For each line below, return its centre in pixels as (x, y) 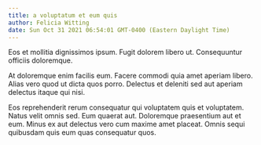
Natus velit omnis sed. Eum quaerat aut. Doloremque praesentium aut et (125, 116)
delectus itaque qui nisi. (46, 92)
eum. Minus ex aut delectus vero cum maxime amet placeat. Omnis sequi (127, 124)
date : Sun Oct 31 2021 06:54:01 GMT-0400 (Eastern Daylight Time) (119, 30)
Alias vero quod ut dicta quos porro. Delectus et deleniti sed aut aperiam (125, 84)
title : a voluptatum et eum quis (63, 15)
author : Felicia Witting (49, 23)
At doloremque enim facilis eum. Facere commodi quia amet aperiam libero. (130, 76)
